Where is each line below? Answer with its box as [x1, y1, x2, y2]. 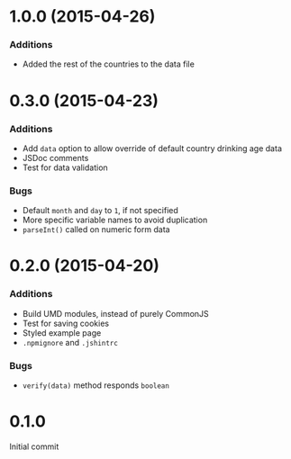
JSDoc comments [22, 152, 89, 163]
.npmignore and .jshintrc [22, 337, 119, 347]
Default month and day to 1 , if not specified [22, 205, 178, 216]
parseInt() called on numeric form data [22, 224, 170, 235]
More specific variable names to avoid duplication [22, 214, 208, 226]
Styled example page [22, 327, 102, 338]
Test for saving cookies [22, 318, 110, 328]
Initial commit [9, 441, 59, 452]
